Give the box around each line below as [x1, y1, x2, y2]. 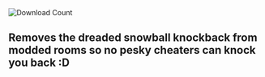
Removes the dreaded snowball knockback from [8, 31, 258, 45]
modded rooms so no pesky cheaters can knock [8, 43, 257, 57]
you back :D [8, 56, 71, 70]
